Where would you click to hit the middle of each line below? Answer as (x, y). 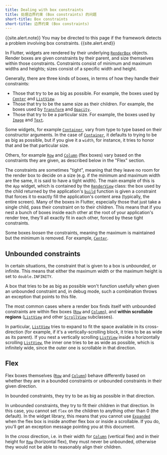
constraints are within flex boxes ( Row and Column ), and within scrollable (79, 312)
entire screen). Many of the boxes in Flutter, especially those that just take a (83, 202)
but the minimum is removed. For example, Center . (57, 238)
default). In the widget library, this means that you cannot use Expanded (78, 416)
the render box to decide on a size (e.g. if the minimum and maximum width (83, 176)
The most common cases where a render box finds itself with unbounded (81, 306)
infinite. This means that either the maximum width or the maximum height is (84, 271)
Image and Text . (28, 120)
